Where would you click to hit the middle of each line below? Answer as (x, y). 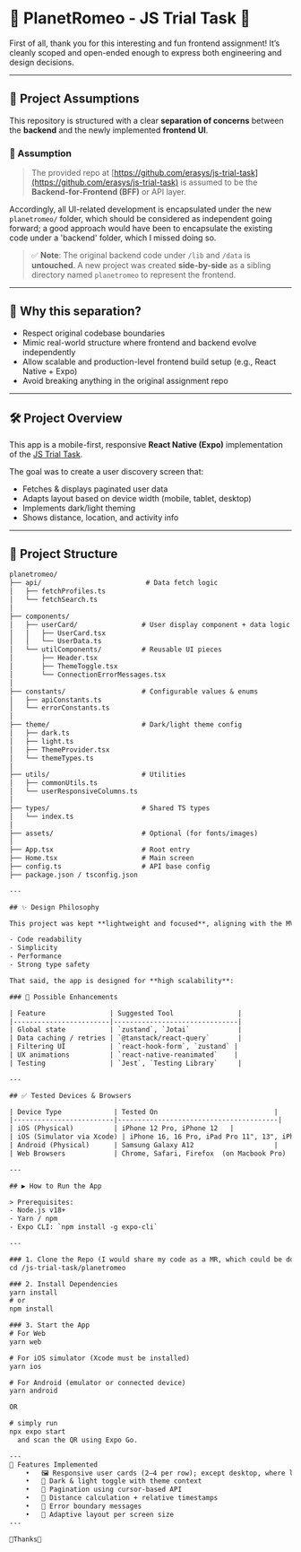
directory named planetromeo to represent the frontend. (133, 275)
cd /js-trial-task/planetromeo (68, 1268)
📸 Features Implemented (54, 1465)
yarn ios (26, 1366)
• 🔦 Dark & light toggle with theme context (114, 1481)
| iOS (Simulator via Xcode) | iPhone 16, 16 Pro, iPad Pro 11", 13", (144, 1137)
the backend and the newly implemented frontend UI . (109, 130)
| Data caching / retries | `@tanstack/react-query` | (126, 1038)
